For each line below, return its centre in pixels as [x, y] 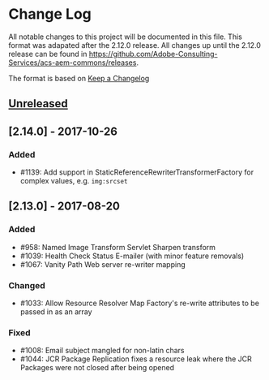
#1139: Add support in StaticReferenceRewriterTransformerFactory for [137, 172]
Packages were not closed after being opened [97, 368]
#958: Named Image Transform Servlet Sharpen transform [118, 247]
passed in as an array [56, 312]
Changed [27, 285]
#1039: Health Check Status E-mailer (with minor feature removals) [132, 256]
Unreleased [38, 104]
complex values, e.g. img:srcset [74, 181]
